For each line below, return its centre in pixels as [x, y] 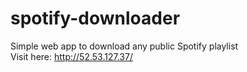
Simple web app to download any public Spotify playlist [124, 46]
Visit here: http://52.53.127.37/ [71, 56]
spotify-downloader [95, 18]
